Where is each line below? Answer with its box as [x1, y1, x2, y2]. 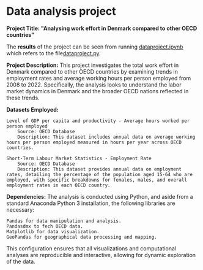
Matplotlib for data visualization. [6, 228, 100, 234]
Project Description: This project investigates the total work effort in [6, 61, 179, 69]
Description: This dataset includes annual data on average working [17, 134, 196, 140]
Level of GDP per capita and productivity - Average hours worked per [6, 118, 190, 124]
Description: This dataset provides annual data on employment [17, 166, 182, 172]
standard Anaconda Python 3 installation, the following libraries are [6, 199, 175, 207]
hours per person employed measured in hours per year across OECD [6, 139, 182, 145]
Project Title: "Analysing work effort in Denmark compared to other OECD [6, 25, 197, 32]
